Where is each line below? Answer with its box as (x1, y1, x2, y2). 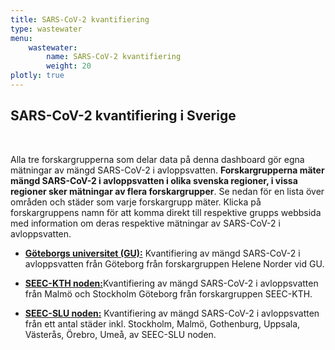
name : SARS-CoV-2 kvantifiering (46, 52, 182, 62)
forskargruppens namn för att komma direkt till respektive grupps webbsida (10, 206, 322, 218)
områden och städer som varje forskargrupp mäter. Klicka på (10, 196, 262, 208)
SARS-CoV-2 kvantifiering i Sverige (10, 107, 237, 125)
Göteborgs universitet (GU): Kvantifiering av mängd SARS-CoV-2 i (24, 247, 301, 259)
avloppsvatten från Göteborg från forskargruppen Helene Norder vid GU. (24, 257, 325, 270)
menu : (10, 33, 33, 43)
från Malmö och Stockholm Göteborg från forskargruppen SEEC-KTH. (24, 287, 313, 300)
